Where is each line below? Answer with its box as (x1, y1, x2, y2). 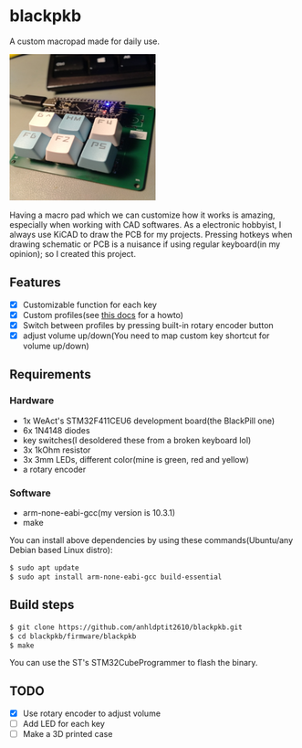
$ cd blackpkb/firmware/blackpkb (9, 632, 137, 641)
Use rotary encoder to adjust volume (22, 708, 161, 719)
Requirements (9, 367, 91, 382)
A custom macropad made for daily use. (9, 36, 161, 47)
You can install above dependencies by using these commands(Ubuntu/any (9, 534, 294, 545)
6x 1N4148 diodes (22, 424, 90, 435)
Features (9, 275, 61, 291)
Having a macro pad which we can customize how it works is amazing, (9, 209, 276, 220)
